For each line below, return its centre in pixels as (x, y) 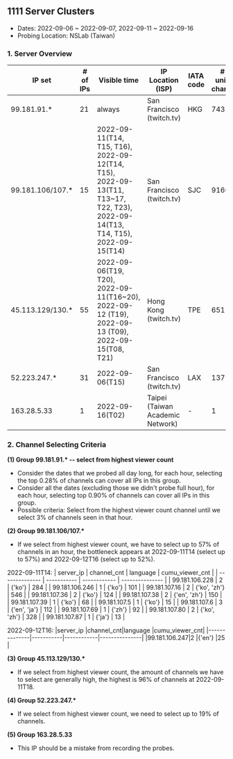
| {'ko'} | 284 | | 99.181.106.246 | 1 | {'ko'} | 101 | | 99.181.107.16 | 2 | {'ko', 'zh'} (116, 587)
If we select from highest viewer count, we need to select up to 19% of (118, 714)
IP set (42, 81)
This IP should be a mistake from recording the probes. (96, 748)
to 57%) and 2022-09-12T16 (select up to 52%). (86, 560)
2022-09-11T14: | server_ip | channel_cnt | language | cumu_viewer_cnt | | (113, 573)
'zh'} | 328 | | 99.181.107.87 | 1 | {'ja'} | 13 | (66, 617)
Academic (163, 415)
